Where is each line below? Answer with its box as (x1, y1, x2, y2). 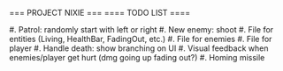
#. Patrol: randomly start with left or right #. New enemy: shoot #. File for (9, 25, 274, 34)
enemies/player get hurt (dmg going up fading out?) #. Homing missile (9, 53, 265, 62)
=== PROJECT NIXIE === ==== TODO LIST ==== (9, 8, 191, 18)
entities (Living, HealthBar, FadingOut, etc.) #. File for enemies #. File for (9, 34, 272, 44)
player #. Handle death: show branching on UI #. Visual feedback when (9, 43, 269, 53)
